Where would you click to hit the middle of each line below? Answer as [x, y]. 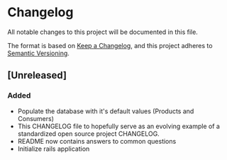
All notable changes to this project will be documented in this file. [103, 32]
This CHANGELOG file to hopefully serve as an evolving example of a [118, 126]
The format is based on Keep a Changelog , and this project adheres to [110, 45]
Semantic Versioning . [38, 53]
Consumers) [36, 118]
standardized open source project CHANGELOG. [88, 133]
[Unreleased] [37, 75]
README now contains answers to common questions [97, 141]
